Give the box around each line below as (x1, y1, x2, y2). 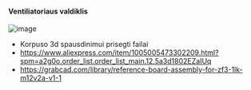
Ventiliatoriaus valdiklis (8, 6, 88, 16)
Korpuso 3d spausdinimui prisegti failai (19, 40, 149, 49)
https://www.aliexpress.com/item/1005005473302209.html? (19, 48, 219, 57)
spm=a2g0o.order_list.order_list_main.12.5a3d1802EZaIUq (19, 57, 212, 66)
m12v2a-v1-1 (19, 73, 62, 83)
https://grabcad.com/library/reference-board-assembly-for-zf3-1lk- (19, 65, 243, 75)
